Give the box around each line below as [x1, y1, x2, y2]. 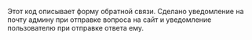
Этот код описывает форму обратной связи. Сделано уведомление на [7, 7, 244, 16]
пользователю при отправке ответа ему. [7, 24, 144, 32]
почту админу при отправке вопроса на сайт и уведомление [7, 15, 212, 24]
